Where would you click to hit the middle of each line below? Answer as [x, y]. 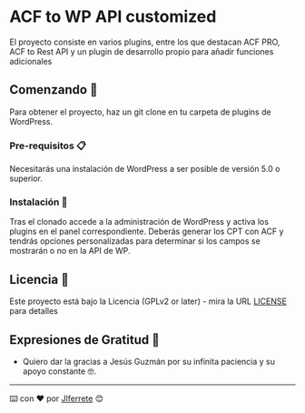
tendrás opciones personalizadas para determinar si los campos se [135, 241]
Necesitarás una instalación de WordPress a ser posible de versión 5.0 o [145, 169]
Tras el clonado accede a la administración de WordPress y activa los [139, 222]
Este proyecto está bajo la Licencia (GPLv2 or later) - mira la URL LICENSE [148, 301]
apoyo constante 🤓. [59, 371]
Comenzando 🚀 [54, 90]
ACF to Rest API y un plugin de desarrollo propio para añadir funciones [142, 51]
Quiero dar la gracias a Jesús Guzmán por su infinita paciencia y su [148, 361]
